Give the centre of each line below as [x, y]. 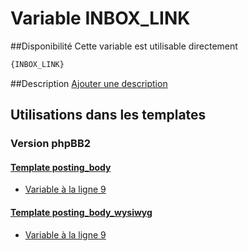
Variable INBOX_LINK [100, 18]
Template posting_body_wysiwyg [81, 212]
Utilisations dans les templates [108, 115]
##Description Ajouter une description [89, 83]
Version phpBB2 [51, 144]
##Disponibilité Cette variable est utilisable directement [124, 46]
